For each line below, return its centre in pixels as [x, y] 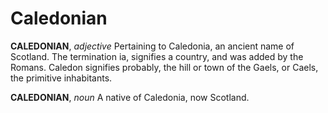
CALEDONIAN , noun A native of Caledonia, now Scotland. [130, 97]
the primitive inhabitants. [61, 78]
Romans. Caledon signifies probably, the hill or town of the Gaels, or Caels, [164, 67]
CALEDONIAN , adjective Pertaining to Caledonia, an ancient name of [152, 46]
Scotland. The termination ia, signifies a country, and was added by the [157, 56]
